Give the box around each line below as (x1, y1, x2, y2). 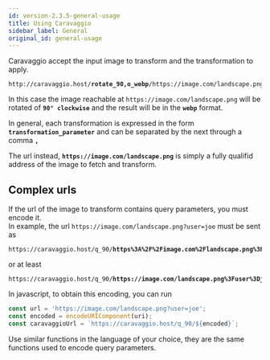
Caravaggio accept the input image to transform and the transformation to (8, 56, 254, 66)
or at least (8, 260, 42, 269)
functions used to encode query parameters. (8, 342, 157, 352)
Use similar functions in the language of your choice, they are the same (8, 334, 245, 344)
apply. (8, 65, 29, 75)
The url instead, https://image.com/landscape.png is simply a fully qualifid (8, 151, 253, 161)
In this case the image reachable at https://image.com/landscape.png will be (8, 94, 261, 104)
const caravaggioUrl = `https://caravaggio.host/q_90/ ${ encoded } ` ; (8, 319, 239, 328)
